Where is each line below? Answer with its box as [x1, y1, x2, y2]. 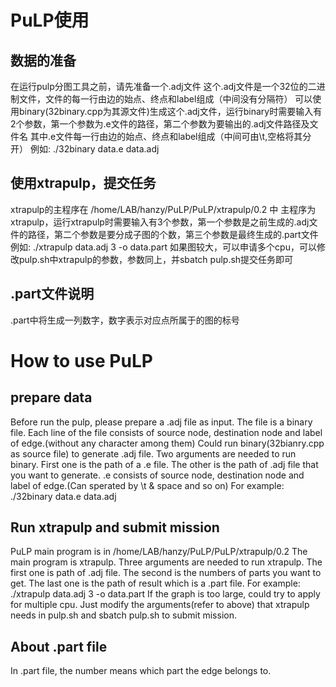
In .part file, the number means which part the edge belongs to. [10, 665, 272, 677]
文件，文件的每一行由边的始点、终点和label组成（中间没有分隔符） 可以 [18, 93, 313, 105]
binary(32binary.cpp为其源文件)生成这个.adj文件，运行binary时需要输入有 [18, 106, 323, 117]
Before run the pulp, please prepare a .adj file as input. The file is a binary [10, 416, 313, 428]
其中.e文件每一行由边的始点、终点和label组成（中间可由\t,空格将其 [29, 131, 303, 142]
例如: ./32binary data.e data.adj [29, 143, 160, 155]
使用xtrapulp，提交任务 [10, 175, 157, 192]
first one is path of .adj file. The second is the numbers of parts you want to [10, 567, 322, 579]
